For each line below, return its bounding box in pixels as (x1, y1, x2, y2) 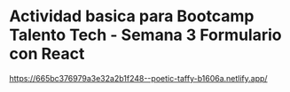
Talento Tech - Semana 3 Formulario (9, 25, 282, 45)
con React (9, 44, 85, 64)
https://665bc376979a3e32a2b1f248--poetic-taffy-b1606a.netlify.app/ (9, 73, 268, 83)
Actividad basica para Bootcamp (9, 6, 255, 27)
